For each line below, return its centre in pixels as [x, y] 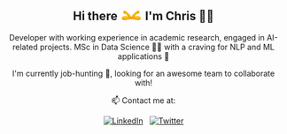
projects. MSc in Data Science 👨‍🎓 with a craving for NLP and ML [158, 47]
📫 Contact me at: [143, 100]
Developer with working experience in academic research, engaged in [137, 37]
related [25, 47]
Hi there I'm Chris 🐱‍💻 [143, 16]
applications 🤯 [143, 56]
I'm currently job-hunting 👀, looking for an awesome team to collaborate [143, 73]
